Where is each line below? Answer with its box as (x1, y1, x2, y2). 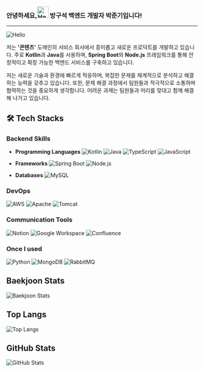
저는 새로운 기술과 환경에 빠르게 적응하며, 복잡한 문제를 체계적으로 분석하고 (6, 71, 183, 79)
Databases (15, 171, 44, 179)
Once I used (6, 244, 42, 253)
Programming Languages (15, 148, 81, 155)
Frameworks (15, 159, 48, 167)
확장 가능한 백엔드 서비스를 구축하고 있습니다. (27, 59, 135, 66)
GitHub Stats (6, 343, 56, 353)
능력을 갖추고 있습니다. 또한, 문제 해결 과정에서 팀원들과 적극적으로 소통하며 (17, 79, 196, 87)
